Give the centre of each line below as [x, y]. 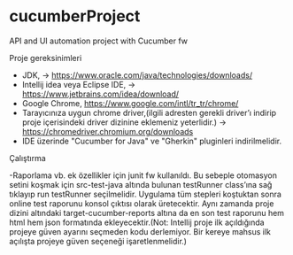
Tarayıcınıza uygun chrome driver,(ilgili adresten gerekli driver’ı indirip [149, 112]
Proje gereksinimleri [46, 58]
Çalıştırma [27, 158]
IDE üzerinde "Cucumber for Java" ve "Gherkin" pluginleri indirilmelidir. [151, 141]
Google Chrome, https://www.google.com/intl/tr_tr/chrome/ [130, 103]
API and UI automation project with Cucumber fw [99, 41]
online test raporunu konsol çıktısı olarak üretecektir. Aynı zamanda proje [142, 203]
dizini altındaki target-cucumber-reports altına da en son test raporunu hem [147, 212]
